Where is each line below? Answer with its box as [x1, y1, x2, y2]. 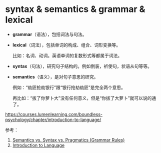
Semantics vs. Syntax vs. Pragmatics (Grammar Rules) [12, 136, 125, 143]
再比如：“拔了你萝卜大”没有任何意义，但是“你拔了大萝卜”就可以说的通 [12, 95, 156, 101]
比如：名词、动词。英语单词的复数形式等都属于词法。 [12, 52, 122, 58]
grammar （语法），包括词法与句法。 [12, 31, 87, 37]
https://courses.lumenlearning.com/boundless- [5, 111, 102, 117]
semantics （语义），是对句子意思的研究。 [12, 73, 98, 79]
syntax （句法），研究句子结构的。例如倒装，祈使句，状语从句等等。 [12, 63, 152, 69]
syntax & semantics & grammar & [5, 3, 145, 15]
